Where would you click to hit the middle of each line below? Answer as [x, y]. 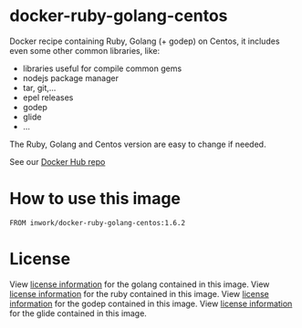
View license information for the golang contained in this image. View [140, 284]
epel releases [48, 97]
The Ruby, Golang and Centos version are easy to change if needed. [138, 144]
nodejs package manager [70, 77]
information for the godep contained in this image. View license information [151, 303]
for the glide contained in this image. [78, 313]
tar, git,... [39, 87]
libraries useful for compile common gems [102, 68]
